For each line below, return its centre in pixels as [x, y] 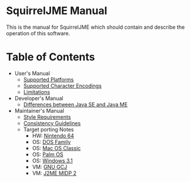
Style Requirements [47, 117]
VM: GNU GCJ [50, 167]
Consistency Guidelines [52, 123]
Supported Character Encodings [62, 86]
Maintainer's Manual [39, 110]
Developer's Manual [39, 98]
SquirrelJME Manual [57, 11]
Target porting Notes [48, 129]
